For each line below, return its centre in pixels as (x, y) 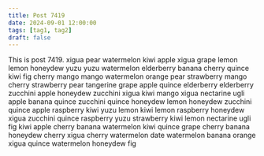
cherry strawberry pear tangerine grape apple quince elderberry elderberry (131, 85)
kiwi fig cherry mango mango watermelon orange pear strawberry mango (128, 76)
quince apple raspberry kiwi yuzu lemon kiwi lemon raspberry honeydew (126, 110)
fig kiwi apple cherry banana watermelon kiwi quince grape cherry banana (129, 127)
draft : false (30, 37)
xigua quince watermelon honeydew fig (72, 143)
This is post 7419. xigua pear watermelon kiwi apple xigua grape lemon (123, 60)
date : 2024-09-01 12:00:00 (52, 23)
